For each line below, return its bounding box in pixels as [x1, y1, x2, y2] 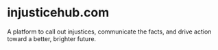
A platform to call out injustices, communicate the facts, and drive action [7, 27, 212, 36]
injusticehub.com [7, 5, 110, 21]
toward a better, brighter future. [7, 34, 97, 42]
